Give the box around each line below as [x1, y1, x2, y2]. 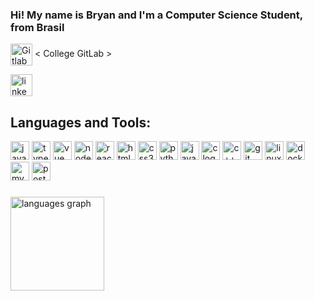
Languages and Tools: [10, 114, 152, 131]
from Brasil [10, 20, 65, 34]
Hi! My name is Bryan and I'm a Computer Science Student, [10, 8, 303, 22]
